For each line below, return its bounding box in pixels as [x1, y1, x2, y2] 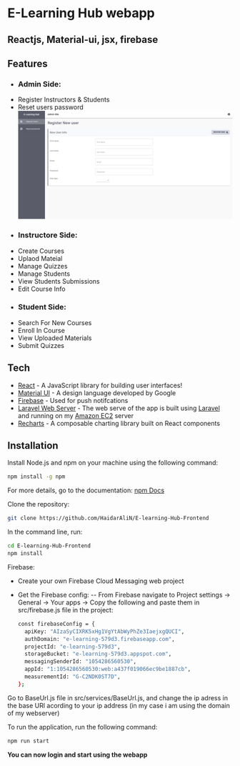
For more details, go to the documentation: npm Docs [7, 486, 165, 494]
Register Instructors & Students [17, 95, 110, 104]
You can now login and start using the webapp [7, 750, 148, 759]
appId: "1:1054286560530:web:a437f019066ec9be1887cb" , [24, 666, 191, 673]
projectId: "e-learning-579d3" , [24, 643, 121, 650]
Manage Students [17, 269, 70, 278]
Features [7, 57, 48, 69]
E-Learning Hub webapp [7, 5, 155, 21]
